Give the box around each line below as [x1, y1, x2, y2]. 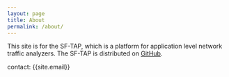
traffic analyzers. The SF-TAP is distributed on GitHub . [7, 49, 163, 58]
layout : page [7, 10, 45, 17]
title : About [7, 17, 45, 24]
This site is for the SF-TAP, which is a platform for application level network [7, 42, 223, 51]
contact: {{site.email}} [7, 63, 71, 71]
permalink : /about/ [7, 23, 64, 30]
